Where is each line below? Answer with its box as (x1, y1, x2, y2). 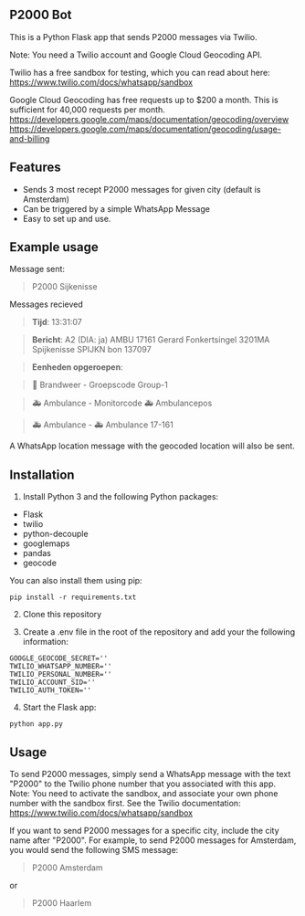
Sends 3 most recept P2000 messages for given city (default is (22, 184, 261, 195)
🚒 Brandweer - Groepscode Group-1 (31, 379, 169, 391)
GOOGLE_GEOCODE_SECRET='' (9, 654, 108, 663)
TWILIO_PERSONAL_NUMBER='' (9, 670, 112, 679)
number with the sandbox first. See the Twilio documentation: (9, 798, 241, 809)
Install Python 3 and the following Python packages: (22, 491, 219, 502)
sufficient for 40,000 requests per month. (9, 104, 166, 115)
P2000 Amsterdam (31, 862, 103, 873)
